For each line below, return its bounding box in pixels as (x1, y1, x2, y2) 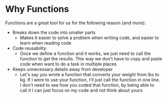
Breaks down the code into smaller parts (12, 29, 96, 35)
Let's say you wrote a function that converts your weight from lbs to (19, 71, 160, 77)
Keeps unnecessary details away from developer (12, 66, 113, 72)
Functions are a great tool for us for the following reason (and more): (5, 20, 146, 26)
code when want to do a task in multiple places (19, 61, 117, 67)
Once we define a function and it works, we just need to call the (19, 50, 151, 56)
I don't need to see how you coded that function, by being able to (19, 82, 155, 88)
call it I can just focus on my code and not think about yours (19, 87, 143, 93)
